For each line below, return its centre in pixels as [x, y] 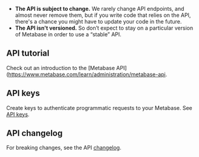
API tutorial [28, 53]
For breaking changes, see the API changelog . [64, 148]
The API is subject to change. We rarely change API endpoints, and [99, 9]
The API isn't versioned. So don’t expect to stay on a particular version [104, 28]
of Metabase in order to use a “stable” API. [68, 34]
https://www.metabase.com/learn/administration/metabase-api [87, 74]
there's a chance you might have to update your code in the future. [98, 21]
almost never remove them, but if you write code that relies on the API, [103, 15]
